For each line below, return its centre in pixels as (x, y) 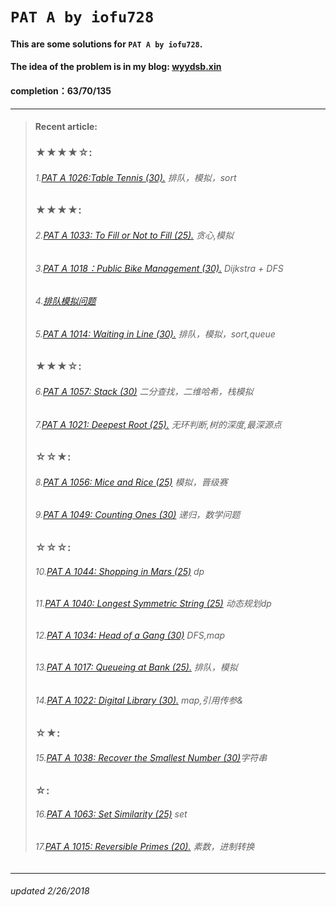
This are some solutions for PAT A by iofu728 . (106, 44)
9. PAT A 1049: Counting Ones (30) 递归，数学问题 (137, 515)
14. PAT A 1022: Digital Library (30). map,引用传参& (139, 700)
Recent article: (66, 127)
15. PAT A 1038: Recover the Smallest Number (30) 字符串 (151, 758)
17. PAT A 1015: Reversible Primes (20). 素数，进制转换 (144, 846)
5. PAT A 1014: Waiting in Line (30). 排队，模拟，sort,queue (155, 334)
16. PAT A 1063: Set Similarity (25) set (111, 814)
